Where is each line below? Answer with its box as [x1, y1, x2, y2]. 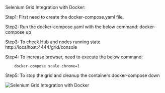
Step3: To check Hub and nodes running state [5, 39, 101, 45]
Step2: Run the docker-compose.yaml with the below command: [5, 24, 139, 30]
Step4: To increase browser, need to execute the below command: [5, 54, 143, 60]
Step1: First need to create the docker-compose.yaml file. [5, 14, 124, 20]
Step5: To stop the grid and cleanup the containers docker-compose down [5, 72, 160, 78]
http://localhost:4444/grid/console [5, 44, 77, 50]
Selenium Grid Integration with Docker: [5, 5, 86, 10]
